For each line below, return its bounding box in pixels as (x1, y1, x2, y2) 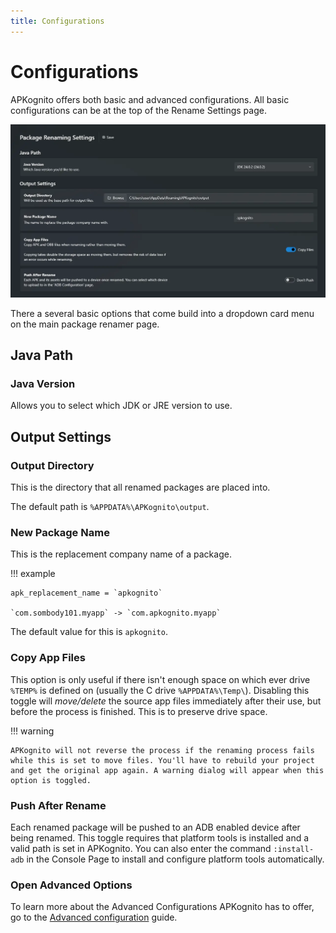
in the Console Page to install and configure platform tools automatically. (26, 853, 325, 865)
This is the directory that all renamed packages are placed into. (10, 481, 271, 494)
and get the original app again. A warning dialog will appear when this (10, 765, 325, 775)
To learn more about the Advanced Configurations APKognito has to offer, (10, 901, 315, 913)
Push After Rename (10, 798, 107, 812)
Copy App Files (10, 651, 86, 665)
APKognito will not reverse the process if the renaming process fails (10, 745, 315, 755)
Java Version (10, 376, 76, 390)
